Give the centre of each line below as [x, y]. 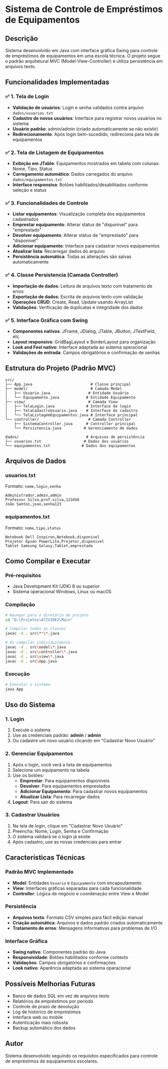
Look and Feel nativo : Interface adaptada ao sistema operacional [80, 347]
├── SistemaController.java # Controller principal [75, 424]
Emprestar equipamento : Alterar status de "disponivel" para [75, 225]
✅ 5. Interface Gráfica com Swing [47, 320]
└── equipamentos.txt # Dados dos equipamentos [70, 446]
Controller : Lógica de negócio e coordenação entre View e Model [80, 893]
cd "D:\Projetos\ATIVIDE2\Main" [39, 620]
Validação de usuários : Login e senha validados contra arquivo [78, 107]
